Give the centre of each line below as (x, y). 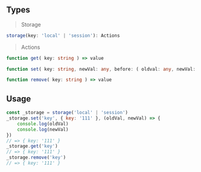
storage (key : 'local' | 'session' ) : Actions (63, 36)
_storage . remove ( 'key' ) (36, 158)
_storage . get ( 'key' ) (32, 146)
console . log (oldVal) (43, 124)
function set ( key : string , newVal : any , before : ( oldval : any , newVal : (101, 69)
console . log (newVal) (43, 129)
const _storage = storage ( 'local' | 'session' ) (67, 113)
